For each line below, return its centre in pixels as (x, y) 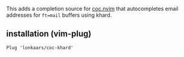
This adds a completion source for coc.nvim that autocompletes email (92, 9)
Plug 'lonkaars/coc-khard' (40, 47)
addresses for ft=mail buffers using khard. (59, 15)
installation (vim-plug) (49, 34)
